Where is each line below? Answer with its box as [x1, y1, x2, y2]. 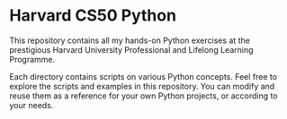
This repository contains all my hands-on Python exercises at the [9, 35, 250, 46]
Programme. [9, 54, 56, 64]
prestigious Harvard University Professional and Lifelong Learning [9, 44, 254, 55]
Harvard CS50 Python [9, 5, 177, 26]
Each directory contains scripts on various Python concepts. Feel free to [9, 71, 277, 81]
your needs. [9, 99, 54, 110]
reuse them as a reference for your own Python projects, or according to [9, 90, 278, 101]
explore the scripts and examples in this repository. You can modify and [9, 81, 275, 91]
